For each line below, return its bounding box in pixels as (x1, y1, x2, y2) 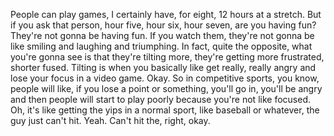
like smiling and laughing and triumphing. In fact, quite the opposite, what (10, 40, 313, 52)
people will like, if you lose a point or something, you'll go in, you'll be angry (10, 83, 323, 94)
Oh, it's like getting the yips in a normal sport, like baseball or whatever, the (10, 104, 320, 116)
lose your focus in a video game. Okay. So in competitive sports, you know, (10, 72, 320, 84)
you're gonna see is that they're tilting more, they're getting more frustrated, (10, 51, 325, 63)
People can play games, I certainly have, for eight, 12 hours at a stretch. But (10, 9, 322, 20)
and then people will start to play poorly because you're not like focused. (10, 94, 311, 105)
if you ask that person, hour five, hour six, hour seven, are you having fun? (10, 19, 317, 31)
